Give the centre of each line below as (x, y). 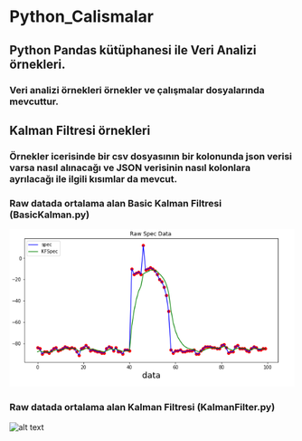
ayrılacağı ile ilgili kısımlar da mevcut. (94, 178)
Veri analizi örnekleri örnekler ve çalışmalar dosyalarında (137, 90)
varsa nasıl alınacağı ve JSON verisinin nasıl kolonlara (130, 168)
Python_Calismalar (81, 17)
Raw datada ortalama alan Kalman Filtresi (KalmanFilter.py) (142, 407)
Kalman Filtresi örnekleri (80, 130)
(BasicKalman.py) (50, 215)
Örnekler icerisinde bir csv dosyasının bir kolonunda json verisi (151, 156)
